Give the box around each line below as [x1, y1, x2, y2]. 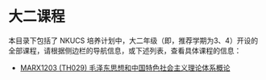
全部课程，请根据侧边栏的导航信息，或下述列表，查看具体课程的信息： [8, 45, 242, 55]
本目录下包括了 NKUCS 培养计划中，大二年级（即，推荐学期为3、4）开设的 [8, 36, 259, 45]
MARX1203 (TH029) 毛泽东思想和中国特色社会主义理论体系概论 [19, 62, 231, 73]
